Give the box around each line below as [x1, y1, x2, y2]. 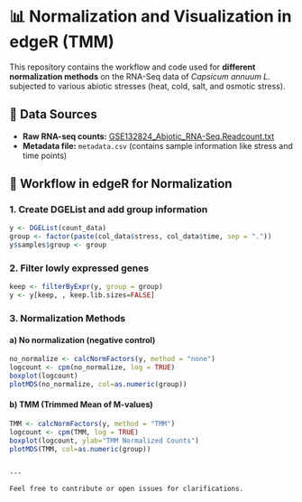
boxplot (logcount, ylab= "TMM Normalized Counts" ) [9, 436, 200, 445]
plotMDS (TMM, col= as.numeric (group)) [9, 444, 151, 453]
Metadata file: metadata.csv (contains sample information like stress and [22, 140, 293, 151]
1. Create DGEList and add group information [9, 203, 208, 216]
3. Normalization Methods [9, 312, 126, 325]
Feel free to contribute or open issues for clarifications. [9, 484, 244, 494]
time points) [22, 150, 68, 161]
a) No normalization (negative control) [9, 334, 156, 345]
